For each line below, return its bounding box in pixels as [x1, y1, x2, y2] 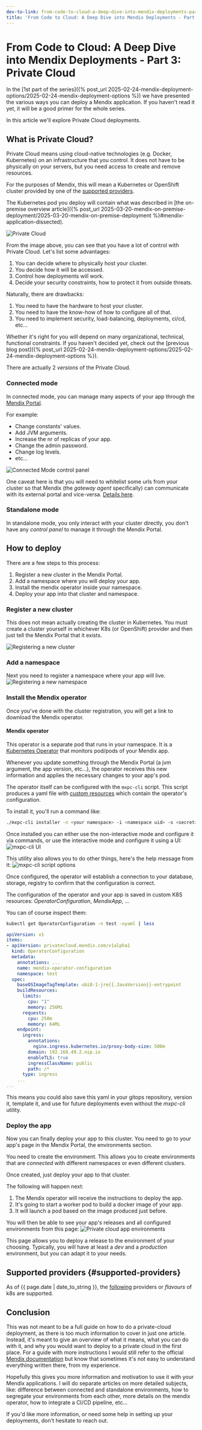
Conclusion [6, 1307, 50, 1317]
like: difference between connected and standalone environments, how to [6, 1386, 189, 1393]
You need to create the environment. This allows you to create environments [6, 1153, 195, 1160]
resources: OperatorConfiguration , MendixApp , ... [6, 897, 130, 904]
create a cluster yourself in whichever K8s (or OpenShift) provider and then [6, 625, 193, 632]
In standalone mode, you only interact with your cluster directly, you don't [6, 519, 189, 526]
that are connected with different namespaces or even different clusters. [6, 1160, 186, 1167]
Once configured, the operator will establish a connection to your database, [6, 873, 194, 880]
